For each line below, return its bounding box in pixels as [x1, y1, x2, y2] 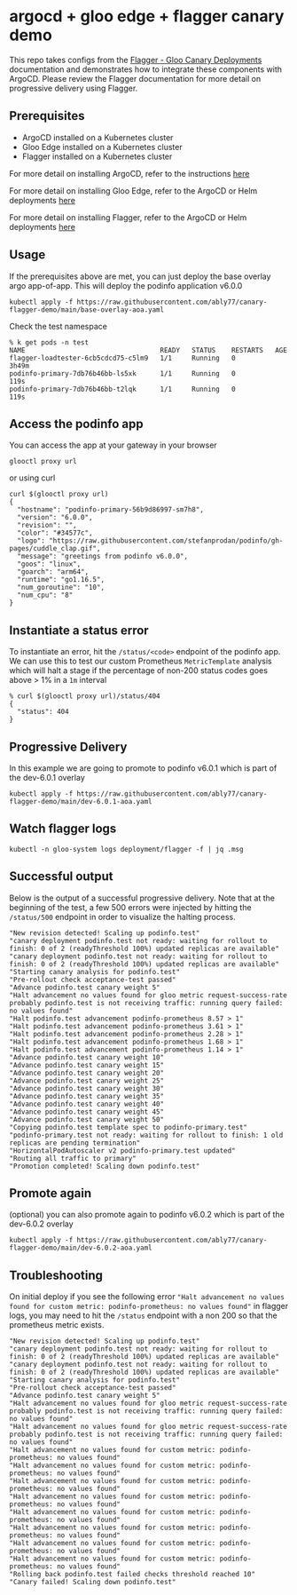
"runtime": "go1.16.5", [17, 575, 105, 584]
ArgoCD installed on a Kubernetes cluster [21, 131, 174, 143]
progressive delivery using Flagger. [9, 83, 138, 93]
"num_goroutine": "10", [17, 583, 105, 592]
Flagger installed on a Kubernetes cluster [21, 151, 173, 162]
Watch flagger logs [9, 821, 117, 837]
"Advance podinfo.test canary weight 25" [9, 1076, 165, 1085]
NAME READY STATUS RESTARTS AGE [9, 345, 288, 354]
